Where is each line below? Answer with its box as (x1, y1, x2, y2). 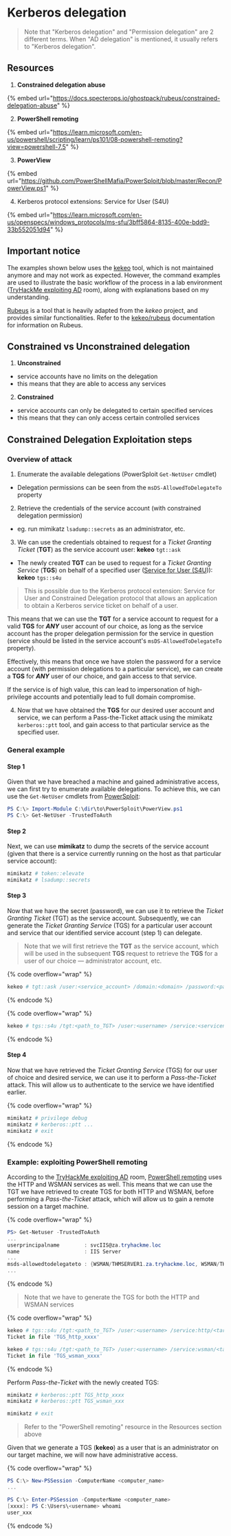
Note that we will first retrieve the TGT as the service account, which (23, 942, 219, 950)
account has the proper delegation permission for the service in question (7, 629, 214, 638)
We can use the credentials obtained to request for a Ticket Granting (16, 538, 212, 546)
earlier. (7, 1088, 27, 1096)
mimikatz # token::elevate (7, 870, 85, 877)
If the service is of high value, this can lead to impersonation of (7, 686, 186, 694)
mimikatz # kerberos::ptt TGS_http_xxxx (7, 1391, 125, 1398)
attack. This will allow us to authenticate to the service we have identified (7, 1081, 214, 1089)
